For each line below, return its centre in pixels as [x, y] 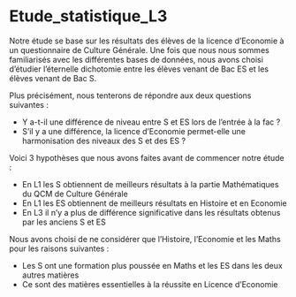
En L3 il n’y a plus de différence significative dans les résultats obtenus [151, 212]
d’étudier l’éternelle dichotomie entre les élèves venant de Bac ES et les [139, 69]
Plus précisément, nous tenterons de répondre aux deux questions [130, 95]
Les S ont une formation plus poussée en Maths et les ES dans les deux [152, 265]
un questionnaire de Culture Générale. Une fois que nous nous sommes [139, 49]
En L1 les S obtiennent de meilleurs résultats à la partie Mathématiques [150, 184]
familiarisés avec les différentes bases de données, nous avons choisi [136, 59]
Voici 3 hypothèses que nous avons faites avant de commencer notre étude [147, 157]
